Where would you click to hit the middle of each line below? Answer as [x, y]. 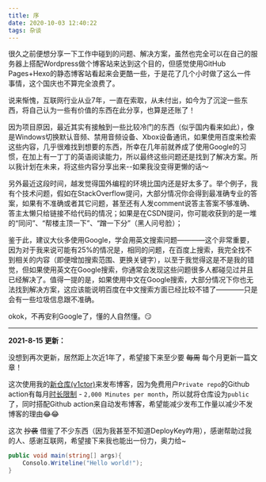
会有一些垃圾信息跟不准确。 [53, 300]
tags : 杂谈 [25, 30]
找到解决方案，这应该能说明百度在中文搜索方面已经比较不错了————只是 [136, 289]
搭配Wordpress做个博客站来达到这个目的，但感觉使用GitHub [127, 63]
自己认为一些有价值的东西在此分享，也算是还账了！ [112, 110]
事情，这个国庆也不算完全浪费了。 [64, 83]
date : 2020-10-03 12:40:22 [53, 23]
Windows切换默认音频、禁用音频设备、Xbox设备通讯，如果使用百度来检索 [135, 137]
